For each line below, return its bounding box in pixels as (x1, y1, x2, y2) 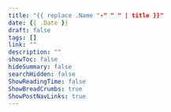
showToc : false (8, 56, 58, 64)
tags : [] (8, 33, 37, 42)
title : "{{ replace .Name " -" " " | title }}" (8, 11, 164, 20)
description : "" (8, 48, 61, 56)
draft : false (8, 26, 51, 34)
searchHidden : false (8, 70, 76, 78)
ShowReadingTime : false (8, 77, 87, 85)
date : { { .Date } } (8, 19, 69, 27)
